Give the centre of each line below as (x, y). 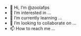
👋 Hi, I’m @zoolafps (30, 8)
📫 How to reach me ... (32, 28)
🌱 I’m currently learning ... (36, 18)
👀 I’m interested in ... (30, 13)
